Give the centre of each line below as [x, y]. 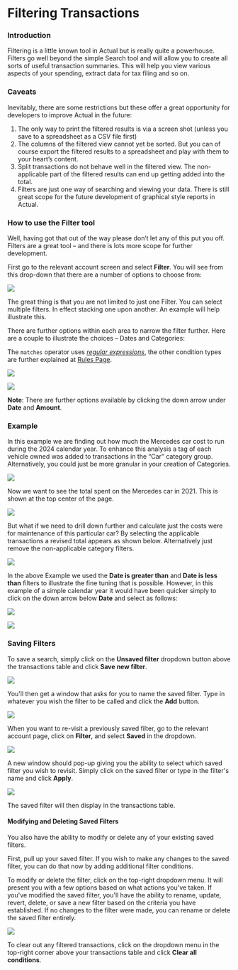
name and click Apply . [40, 778]
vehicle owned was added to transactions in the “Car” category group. [110, 457]
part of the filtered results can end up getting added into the [137, 174]
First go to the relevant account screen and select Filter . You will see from [115, 267]
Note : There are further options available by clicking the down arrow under [117, 400]
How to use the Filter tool [51, 223]
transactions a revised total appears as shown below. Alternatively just [110, 541]
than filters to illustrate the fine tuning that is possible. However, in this [110, 583]
